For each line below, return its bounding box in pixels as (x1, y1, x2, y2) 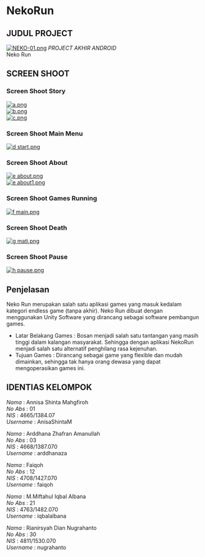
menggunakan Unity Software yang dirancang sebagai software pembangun (6, 313, 199, 320)
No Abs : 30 (6, 531, 37, 538)
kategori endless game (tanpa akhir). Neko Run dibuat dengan (6, 307, 163, 314)
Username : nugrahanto (6, 544, 66, 551)
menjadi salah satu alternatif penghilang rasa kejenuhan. (15, 344, 158, 352)
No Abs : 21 (6, 499, 35, 506)
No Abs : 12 (6, 468, 35, 475)
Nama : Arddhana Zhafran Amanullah (6, 430, 100, 437)
